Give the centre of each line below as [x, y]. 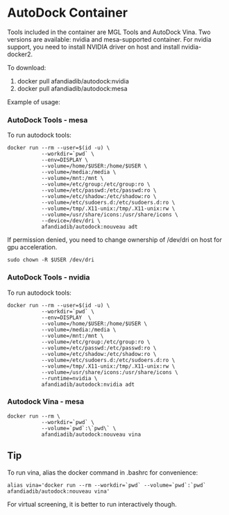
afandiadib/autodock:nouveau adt [90, 227]
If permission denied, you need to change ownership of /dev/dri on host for [114, 240]
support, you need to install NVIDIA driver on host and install [94, 47]
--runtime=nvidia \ [69, 378]
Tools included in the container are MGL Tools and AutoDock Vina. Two [109, 32]
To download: [27, 67]
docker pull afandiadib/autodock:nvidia [73, 81]
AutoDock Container [68, 13]
